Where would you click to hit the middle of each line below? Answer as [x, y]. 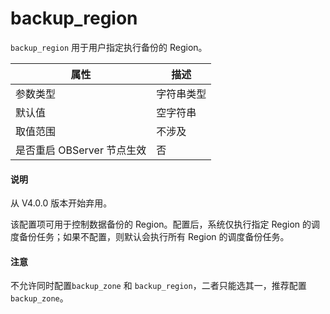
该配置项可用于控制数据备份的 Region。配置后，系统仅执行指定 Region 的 [161, 224]
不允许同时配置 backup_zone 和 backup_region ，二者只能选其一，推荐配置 [158, 286]
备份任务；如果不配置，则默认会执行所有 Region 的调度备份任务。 [154, 237]
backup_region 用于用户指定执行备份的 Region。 [109, 47]
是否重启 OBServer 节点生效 [81, 150]
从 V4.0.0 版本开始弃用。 [61, 203]
